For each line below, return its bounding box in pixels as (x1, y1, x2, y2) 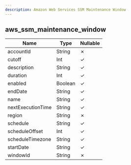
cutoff (7, 56, 22, 63)
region (7, 112, 23, 119)
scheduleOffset (7, 128, 43, 135)
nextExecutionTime (7, 104, 52, 111)
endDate (7, 88, 27, 95)
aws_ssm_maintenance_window (5, 26, 106, 34)
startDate (7, 144, 29, 151)
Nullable (80, 40, 100, 47)
